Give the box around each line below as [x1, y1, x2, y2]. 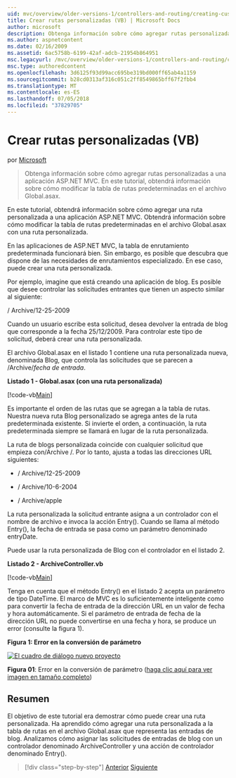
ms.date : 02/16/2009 [7, 43, 68, 50]
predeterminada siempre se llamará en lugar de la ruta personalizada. [7, 427, 209, 435]
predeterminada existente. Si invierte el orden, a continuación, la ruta [7, 419, 207, 427]
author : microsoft [7, 23, 61, 30]
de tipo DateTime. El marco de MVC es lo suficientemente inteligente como [7, 594, 224, 603]
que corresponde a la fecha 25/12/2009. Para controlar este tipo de [7, 327, 202, 335]
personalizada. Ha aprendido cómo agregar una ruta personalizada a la [7, 719, 214, 727]
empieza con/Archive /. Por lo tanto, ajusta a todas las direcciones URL [7, 448, 212, 456]
